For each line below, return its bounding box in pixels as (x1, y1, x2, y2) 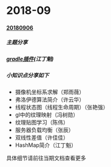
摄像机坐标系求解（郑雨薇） (15, 88, 85, 95)
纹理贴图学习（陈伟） (15, 118, 69, 126)
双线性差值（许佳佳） (15, 134, 69, 141)
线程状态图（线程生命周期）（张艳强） (15, 103, 109, 111)
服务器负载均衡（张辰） (15, 126, 74, 134)
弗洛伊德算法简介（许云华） (15, 95, 85, 103)
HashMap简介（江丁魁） (15, 141, 77, 149)
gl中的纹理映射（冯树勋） (15, 111, 79, 118)
